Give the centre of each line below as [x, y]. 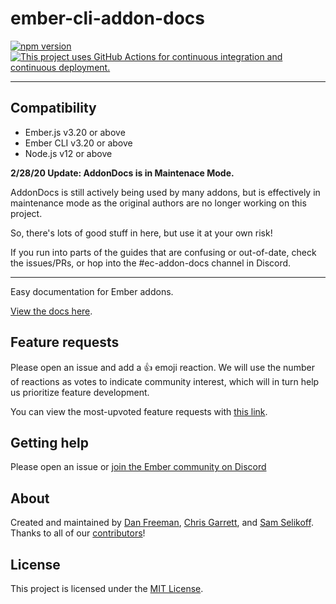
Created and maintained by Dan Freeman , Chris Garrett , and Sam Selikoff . [162, 523]
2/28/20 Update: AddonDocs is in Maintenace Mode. [122, 173]
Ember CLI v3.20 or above [78, 143]
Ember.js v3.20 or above [75, 132]
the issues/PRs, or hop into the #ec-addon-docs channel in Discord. [151, 263]
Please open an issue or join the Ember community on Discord [138, 467]
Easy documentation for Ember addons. [92, 291]
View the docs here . [51, 311]
